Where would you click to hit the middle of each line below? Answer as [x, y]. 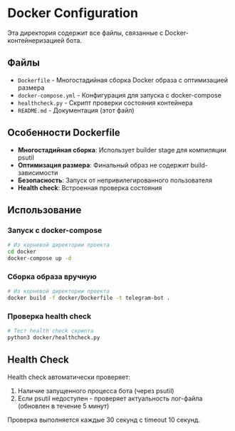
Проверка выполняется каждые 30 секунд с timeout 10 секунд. [104, 420]
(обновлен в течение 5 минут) [63, 406]
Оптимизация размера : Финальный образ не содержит [103, 165]
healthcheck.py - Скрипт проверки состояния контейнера [105, 103]
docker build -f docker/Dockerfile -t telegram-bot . [89, 298]
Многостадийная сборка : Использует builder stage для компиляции [122, 150]
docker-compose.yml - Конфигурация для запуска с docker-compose [120, 95]
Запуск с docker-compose [55, 230]
